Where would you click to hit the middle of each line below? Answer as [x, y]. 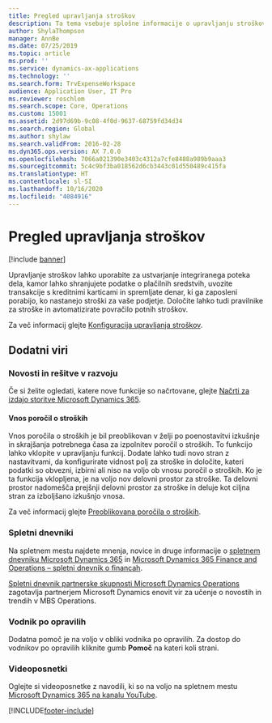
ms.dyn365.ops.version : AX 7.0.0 [65, 151]
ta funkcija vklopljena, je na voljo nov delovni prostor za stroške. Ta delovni [133, 479]
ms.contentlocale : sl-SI [50, 182]
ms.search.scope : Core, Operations [68, 106]
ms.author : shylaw [39, 136]
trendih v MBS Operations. [53, 601]
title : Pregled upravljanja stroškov [72, 16]
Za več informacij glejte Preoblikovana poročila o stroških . [105, 512]
